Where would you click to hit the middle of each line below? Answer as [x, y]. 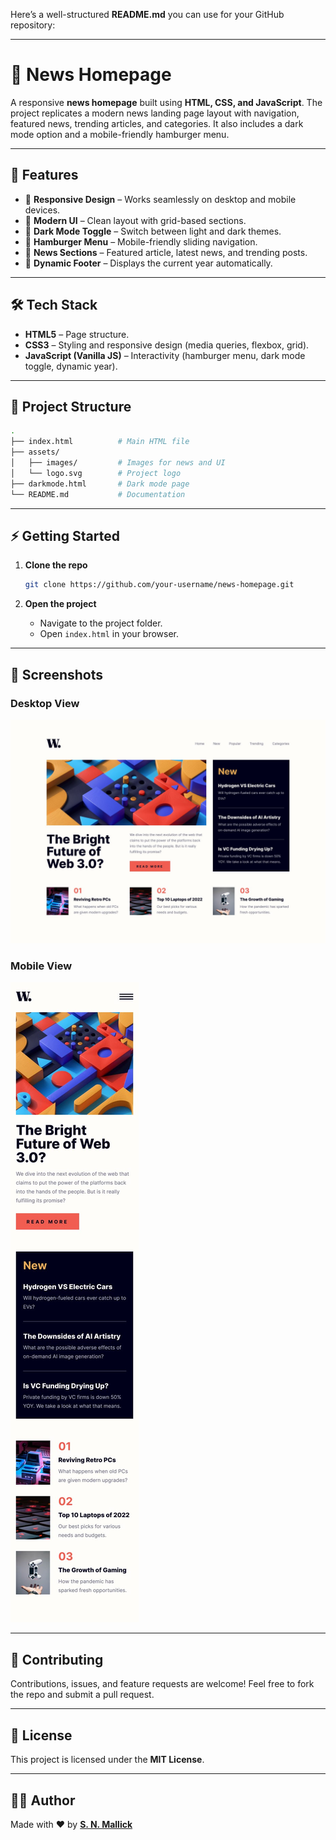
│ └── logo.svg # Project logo [96, 473]
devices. [42, 210]
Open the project [60, 604]
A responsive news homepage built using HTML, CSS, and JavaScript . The [166, 102]
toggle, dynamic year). [71, 366]
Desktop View [45, 703]
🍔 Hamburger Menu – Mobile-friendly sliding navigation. [141, 241]
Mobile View [41, 966]
